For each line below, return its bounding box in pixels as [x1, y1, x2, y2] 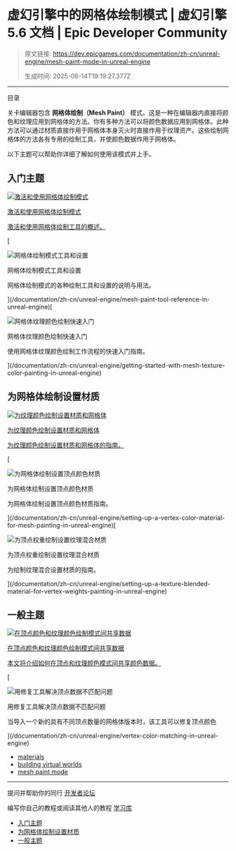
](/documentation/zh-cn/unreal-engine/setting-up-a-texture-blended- [7, 579, 211, 588]
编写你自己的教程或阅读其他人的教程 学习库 [7, 804, 132, 812]
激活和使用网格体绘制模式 [7, 207, 81, 216]
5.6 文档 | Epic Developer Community [7, 25, 228, 41]
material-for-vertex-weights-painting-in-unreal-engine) [7, 587, 167, 595]
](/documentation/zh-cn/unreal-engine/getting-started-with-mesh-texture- [7, 361, 225, 369]
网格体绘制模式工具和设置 [7, 266, 81, 274]
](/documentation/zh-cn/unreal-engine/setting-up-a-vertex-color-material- [7, 513, 225, 522]
